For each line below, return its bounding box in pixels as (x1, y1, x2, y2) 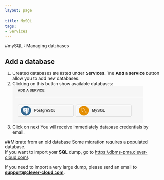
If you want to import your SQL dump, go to (5, 149, 94, 155)
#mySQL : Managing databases (5, 43, 69, 49)
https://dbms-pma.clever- (95, 149, 148, 155)
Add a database (5, 57, 55, 66)
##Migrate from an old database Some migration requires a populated (5, 139, 148, 144)
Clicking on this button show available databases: (12, 80, 114, 86)
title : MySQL (5, 18, 32, 23)
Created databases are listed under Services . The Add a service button (12, 70, 160, 76)
